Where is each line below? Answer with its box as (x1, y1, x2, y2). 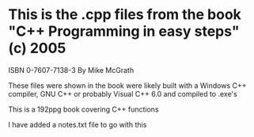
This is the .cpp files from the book (8, 6, 241, 24)
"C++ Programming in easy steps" (8, 22, 240, 40)
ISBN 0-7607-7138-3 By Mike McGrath (8, 65, 135, 74)
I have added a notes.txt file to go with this (8, 120, 147, 129)
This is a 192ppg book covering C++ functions (8, 105, 160, 114)
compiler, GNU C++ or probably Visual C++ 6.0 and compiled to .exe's (8, 89, 237, 98)
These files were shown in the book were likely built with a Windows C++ (8, 81, 247, 90)
